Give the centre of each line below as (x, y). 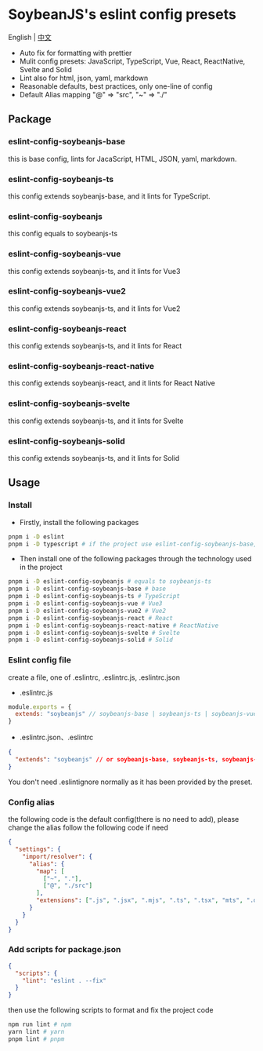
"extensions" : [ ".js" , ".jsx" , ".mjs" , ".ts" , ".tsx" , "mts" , (140, 900)
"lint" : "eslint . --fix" (65, 980)
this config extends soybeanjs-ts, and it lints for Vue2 (94, 308)
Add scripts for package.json (65, 950)
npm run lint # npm (40, 1025)
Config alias (31, 802)
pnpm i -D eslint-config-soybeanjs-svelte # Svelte (94, 633)
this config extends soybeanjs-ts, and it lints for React (95, 346)
